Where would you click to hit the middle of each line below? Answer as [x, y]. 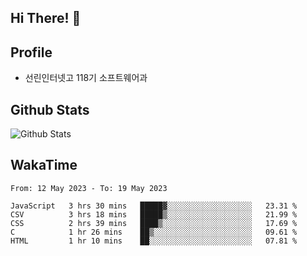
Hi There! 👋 [46, 18]
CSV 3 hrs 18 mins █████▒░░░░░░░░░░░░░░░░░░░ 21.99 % [154, 214]
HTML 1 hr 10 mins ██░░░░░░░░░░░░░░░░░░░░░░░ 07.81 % [154, 241]
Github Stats [50, 109]
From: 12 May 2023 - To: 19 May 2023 [89, 188]
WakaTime [44, 165]
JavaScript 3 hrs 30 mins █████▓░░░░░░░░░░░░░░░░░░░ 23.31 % [154, 206]
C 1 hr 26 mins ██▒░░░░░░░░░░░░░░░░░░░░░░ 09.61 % [154, 232]
